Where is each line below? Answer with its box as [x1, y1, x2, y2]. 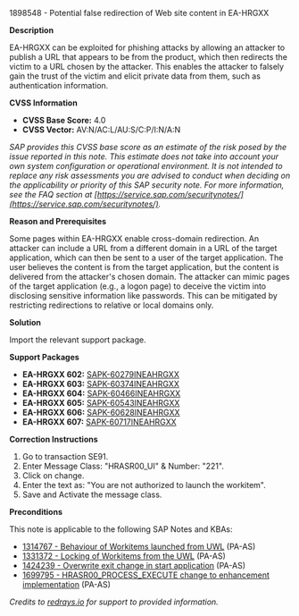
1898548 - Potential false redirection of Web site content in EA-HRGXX [9, 8, 270, 18]
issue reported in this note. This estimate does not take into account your [9, 151, 279, 162]
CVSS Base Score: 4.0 [21, 115, 106, 125]
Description [9, 25, 54, 35]
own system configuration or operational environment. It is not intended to [9, 161, 283, 171]
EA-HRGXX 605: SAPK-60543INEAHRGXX [21, 398, 180, 408]
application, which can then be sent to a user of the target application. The [9, 252, 284, 263]
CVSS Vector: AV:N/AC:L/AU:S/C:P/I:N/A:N [21, 124, 181, 135]
